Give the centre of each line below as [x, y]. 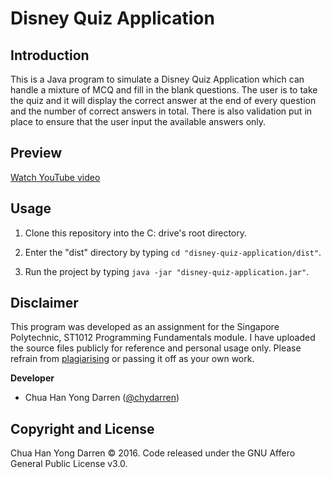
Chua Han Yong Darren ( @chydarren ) [102, 398]
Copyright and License [82, 428]
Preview [36, 153]
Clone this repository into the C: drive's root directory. [135, 233]
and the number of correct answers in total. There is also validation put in [161, 111]
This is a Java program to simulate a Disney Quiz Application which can [157, 79]
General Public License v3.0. [69, 464]
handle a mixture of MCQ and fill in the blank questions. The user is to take [164, 90]
